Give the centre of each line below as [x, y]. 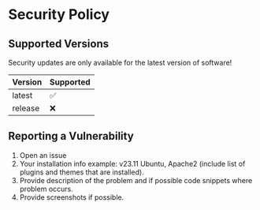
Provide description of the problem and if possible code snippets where [136, 180]
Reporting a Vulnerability [71, 136]
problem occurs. [46, 189]
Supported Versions [58, 44]
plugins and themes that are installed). [82, 172]
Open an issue [43, 155]
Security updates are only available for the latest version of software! [120, 62]
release [26, 108]
